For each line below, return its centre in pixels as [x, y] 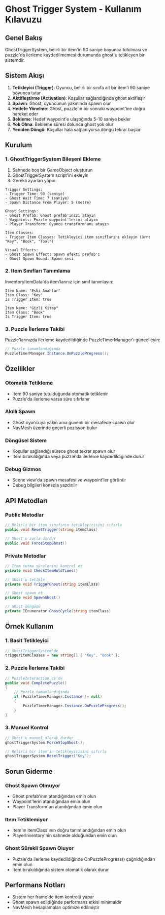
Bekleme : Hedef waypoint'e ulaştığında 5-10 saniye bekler [72, 119]
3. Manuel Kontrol [27, 728]
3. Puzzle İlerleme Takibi [35, 329]
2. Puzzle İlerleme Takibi [35, 668]
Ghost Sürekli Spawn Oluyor [39, 848]
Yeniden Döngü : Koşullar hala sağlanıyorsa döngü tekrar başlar [76, 129]
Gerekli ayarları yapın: [34, 180]
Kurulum [19, 145]
